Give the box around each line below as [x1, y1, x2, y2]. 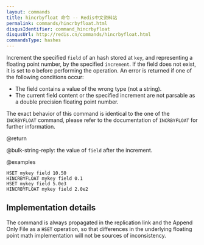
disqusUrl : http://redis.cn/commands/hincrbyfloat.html [6, 32, 151, 38]
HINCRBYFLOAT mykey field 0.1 [6, 176, 83, 182]
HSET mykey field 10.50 [6, 170, 67, 176]
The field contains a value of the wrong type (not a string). [15, 85, 162, 92]
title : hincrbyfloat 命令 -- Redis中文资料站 [6, 15, 118, 21]
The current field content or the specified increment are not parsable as [15, 92, 195, 99]
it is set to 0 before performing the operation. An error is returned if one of [6, 67, 192, 74]
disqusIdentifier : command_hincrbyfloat [6, 26, 111, 32]
